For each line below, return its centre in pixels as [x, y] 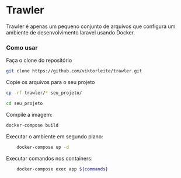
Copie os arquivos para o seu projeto [51, 82]
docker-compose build [32, 125]
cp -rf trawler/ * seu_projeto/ [44, 93]
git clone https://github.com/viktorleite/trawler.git [74, 71]
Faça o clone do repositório [39, 60]
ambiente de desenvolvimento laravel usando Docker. [71, 32]
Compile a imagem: [29, 114]
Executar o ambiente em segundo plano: [55, 136]
